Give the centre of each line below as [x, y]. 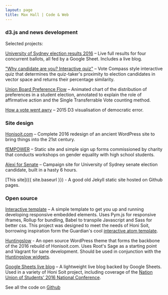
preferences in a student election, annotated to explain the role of [73, 94]
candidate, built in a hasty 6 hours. [41, 170]
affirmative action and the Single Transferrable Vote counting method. [78, 100]
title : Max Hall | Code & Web [37, 15]
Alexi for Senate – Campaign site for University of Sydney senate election [81, 165]
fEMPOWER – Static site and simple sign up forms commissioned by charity [84, 149]
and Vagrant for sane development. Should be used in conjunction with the [83, 251]
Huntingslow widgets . [28, 257]
